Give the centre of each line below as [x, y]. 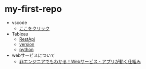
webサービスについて [33, 55]
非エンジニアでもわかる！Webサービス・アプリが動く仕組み [80, 61]
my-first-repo [33, 9]
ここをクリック [34, 28]
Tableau [20, 34]
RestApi [27, 39]
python [26, 49]
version [27, 44]
